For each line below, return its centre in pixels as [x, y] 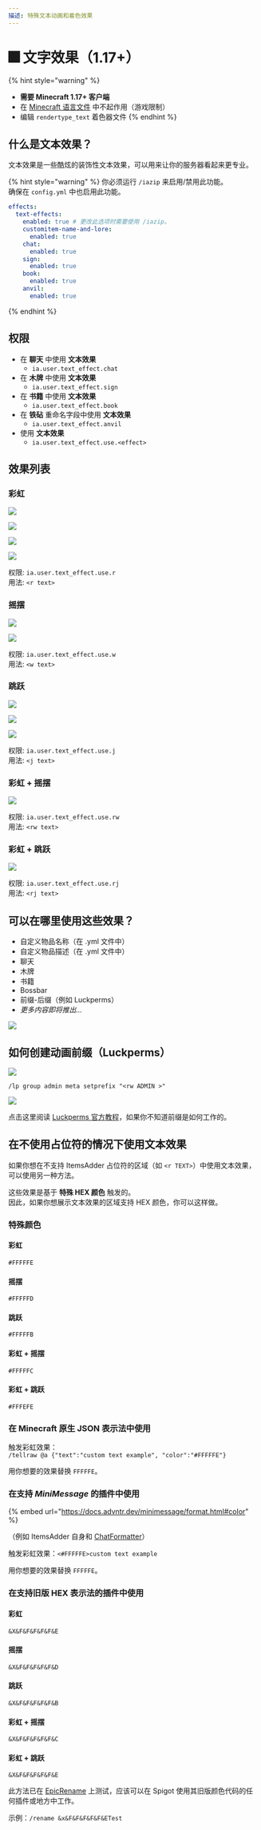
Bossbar [34, 990]
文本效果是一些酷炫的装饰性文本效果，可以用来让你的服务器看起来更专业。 [130, 165]
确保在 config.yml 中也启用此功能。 [67, 192]
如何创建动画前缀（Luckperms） [89, 1052]
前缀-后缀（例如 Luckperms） [69, 1000]
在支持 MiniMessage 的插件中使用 [74, 1494]
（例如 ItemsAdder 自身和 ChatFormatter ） [79, 1536]
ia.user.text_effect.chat [75, 369]
